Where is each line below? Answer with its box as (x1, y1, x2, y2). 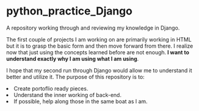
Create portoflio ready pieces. (14, 84, 89, 92)
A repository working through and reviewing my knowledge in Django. (6, 24, 180, 31)
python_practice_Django (6, 4, 133, 18)
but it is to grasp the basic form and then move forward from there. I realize (6, 42, 194, 49)
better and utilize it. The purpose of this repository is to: (6, 73, 145, 80)
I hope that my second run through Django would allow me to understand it (6, 66, 192, 74)
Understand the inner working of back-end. (14, 91, 122, 98)
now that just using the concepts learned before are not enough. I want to (6, 48, 190, 55)
